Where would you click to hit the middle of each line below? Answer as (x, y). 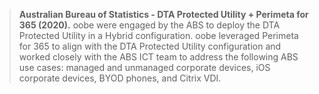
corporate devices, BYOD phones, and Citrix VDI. (120, 78)
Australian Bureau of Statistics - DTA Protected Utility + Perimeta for (163, 14)
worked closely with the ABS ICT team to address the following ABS (158, 57)
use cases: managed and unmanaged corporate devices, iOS (144, 67)
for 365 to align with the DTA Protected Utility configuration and (150, 46)
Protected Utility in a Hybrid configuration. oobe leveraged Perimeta (158, 35)
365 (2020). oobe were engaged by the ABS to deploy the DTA (149, 25)
